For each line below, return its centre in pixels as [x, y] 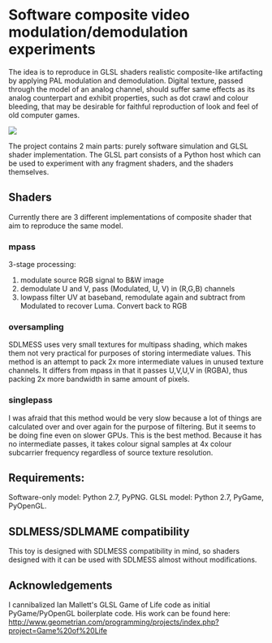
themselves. [29, 171]
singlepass [30, 400]
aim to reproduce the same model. [66, 226]
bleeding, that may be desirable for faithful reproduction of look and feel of [134, 106]
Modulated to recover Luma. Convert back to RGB [104, 306]
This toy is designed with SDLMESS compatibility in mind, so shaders [124, 551]
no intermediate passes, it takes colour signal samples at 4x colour [120, 443]
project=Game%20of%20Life [58, 631]
